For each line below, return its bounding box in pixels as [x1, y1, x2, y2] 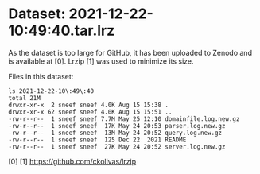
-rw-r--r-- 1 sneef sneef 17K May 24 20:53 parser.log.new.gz [8, 122, 226, 130]
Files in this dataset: [8, 72, 74, 81]
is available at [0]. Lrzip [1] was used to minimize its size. [8, 56, 194, 66]
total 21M [8, 94, 41, 102]
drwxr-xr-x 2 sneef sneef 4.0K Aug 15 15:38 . [8, 101, 169, 109]
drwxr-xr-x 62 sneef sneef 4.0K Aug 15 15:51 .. [8, 108, 173, 116]
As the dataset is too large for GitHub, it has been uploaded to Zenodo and [8, 48, 253, 57]
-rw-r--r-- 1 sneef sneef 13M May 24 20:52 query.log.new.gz [8, 129, 223, 137]
